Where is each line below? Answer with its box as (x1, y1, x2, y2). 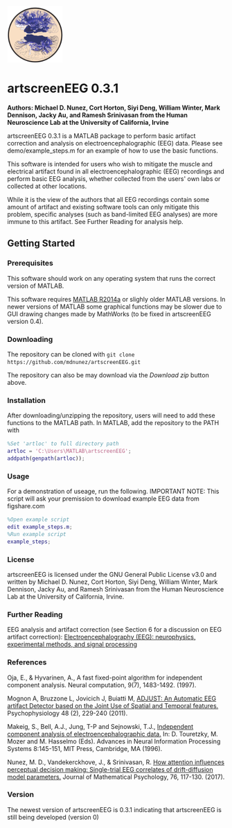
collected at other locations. (7, 182, 87, 190)
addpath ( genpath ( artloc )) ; (7, 455, 85, 462)
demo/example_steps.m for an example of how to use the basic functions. (7, 146, 218, 155)
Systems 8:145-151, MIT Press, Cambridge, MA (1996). (7, 744, 163, 752)
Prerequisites (7, 259, 53, 268)
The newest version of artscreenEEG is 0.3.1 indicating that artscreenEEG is (7, 805, 222, 813)
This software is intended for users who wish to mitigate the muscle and (7, 159, 213, 168)
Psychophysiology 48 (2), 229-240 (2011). (7, 709, 128, 717)
